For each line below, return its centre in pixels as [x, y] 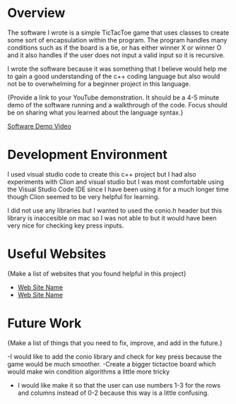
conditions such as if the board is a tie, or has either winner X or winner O [114, 47]
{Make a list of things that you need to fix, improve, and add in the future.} [115, 343]
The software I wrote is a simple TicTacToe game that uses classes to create [118, 32]
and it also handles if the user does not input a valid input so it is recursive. [116, 55]
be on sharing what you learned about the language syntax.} [95, 112]
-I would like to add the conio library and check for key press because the [115, 356]
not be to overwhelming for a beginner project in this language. [99, 83]
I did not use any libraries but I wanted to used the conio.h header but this [115, 210]
